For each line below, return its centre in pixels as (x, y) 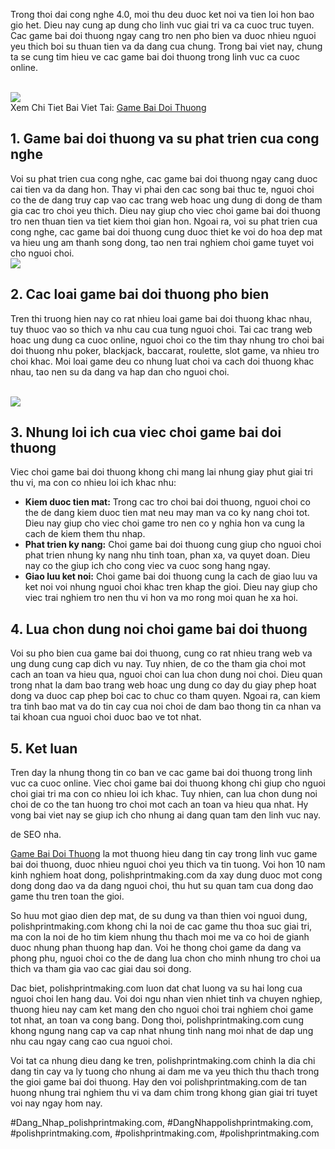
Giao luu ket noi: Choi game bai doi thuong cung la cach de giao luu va (171, 576)
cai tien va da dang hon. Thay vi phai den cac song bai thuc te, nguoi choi (162, 189)
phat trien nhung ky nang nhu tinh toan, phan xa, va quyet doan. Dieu (167, 555)
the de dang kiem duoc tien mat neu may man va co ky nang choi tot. (167, 513)
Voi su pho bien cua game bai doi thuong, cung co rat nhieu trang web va (161, 653)
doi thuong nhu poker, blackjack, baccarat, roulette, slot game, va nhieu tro (165, 350)
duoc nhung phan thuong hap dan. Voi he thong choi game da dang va (156, 948)
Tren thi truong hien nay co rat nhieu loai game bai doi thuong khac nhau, (161, 318)
